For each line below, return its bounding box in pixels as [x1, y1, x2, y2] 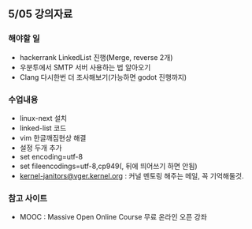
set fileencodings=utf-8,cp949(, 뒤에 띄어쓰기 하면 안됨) [19, 161, 198, 171]
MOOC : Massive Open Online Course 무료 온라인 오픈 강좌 [19, 212, 207, 222]
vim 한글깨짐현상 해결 [19, 133, 87, 142]
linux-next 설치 [19, 113, 68, 122]
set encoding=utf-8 [19, 152, 83, 161]
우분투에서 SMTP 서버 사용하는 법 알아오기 [19, 62, 151, 72]
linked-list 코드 [19, 123, 67, 133]
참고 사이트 [8, 193, 48, 204]
